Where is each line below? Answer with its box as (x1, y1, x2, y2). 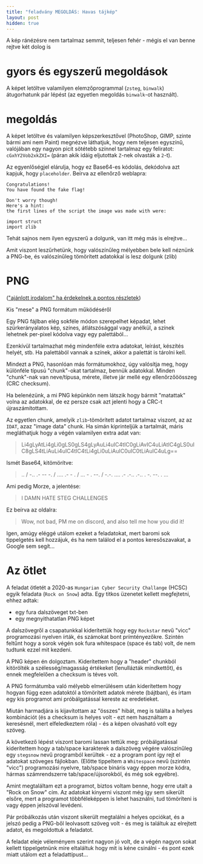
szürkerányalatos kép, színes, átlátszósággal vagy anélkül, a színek (6, 324, 175, 331)
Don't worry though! (6, 198, 59, 204)
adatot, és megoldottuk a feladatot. (6, 826, 94, 834)
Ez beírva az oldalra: (6, 506, 58, 513)
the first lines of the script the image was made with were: (6, 208, 167, 214)
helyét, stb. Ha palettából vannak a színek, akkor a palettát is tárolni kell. (6, 349, 187, 356)
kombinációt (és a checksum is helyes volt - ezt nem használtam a (6, 714, 173, 721)
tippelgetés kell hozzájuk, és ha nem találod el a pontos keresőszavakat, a (6, 536, 191, 544)
